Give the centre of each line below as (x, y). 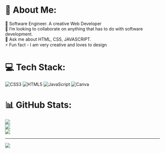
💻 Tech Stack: (35, 67)
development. (19, 34)
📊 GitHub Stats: (39, 105)
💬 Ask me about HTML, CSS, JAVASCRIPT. (48, 39)
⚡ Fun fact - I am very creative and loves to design (56, 45)
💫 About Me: (31, 10)
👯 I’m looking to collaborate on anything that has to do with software (74, 28)
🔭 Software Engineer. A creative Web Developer (53, 24)
